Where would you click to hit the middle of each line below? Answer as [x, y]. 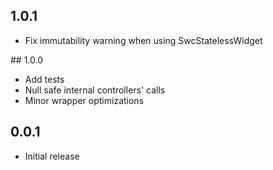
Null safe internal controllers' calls [95, 90]
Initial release [52, 156]
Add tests [44, 79]
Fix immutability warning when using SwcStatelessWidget [143, 40]
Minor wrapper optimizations [84, 100]
